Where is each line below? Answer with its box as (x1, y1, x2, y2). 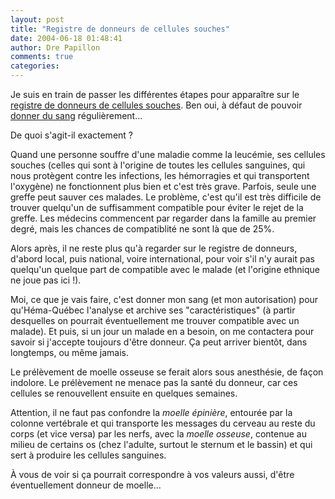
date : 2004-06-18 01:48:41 (10, 33, 123, 43)
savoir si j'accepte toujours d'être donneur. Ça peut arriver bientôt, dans (10, 336, 308, 348)
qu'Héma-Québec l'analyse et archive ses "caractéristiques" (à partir (10, 304, 296, 316)
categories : (10, 61, 60, 71)
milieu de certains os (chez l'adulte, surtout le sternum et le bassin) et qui (10, 439, 313, 450)
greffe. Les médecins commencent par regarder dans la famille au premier (10, 212, 317, 224)
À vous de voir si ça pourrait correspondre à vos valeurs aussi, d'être (10, 469, 295, 480)
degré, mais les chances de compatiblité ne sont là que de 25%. (10, 223, 275, 235)
